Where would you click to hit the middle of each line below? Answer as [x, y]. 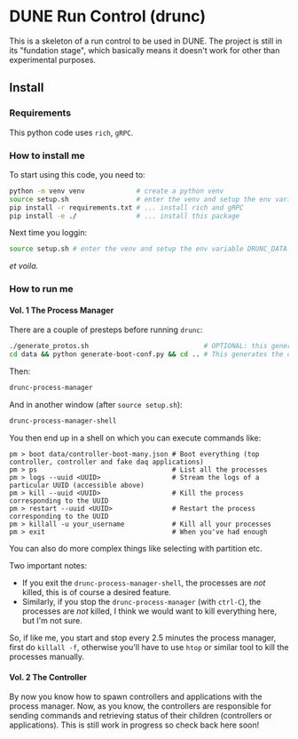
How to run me [41, 289]
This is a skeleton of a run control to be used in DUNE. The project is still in [145, 41]
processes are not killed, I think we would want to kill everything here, [149, 611]
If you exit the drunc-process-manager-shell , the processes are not [144, 583]
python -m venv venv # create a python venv [117, 191]
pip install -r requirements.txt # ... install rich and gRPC [126, 207]
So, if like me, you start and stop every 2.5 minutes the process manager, [143, 638]
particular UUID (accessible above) [77, 485]
